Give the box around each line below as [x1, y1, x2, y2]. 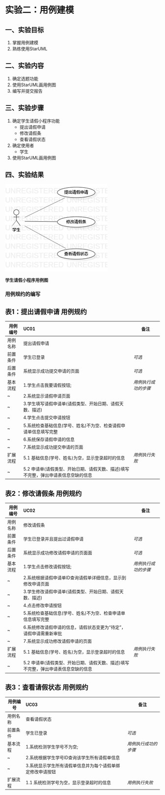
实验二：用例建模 [5, 4, 75, 16]
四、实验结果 [5, 171, 44, 179]
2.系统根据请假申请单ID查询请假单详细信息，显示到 [23, 575, 126, 581]
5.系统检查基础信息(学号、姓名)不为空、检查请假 [23, 422, 121, 428]
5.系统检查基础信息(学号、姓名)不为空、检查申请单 [23, 610, 126, 616]
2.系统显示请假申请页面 [23, 393, 71, 399]
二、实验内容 [5, 62, 44, 70]
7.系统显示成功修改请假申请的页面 [23, 638, 92, 644]
